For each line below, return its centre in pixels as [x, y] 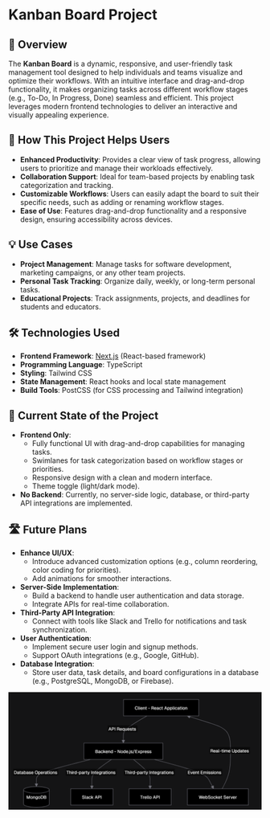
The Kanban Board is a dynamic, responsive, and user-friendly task [121, 63]
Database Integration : [57, 664]
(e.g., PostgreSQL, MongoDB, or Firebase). [103, 681]
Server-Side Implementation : [69, 587]
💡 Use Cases [41, 245]
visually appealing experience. [59, 115]
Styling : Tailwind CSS [56, 373]
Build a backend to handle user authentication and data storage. [138, 595]
